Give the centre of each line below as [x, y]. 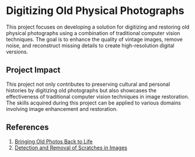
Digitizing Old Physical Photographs [95, 11]
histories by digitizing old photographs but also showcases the [81, 90]
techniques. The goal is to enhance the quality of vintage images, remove [94, 39]
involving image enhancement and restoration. [62, 109]
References [27, 128]
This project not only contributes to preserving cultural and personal [88, 84]
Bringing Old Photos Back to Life [53, 141]
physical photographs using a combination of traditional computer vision [93, 33]
